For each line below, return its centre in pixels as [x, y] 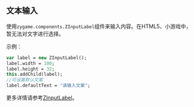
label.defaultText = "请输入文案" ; [48, 85]
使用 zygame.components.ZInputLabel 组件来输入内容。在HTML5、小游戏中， [99, 26]
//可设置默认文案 [25, 80]
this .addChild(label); [34, 74]
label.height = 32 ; [31, 69]
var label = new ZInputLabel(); [46, 58]
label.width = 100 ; [31, 63]
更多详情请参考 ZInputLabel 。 [42, 98]
